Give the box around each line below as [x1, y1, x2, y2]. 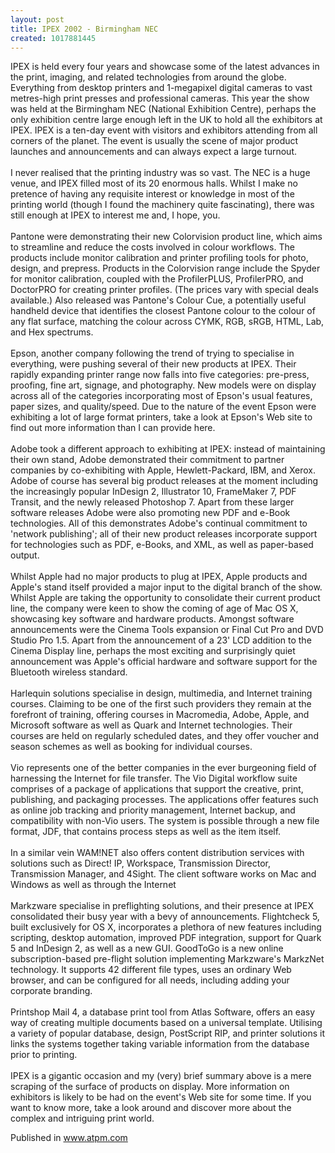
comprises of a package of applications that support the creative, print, [10, 783, 304, 795]
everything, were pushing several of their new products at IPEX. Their [10, 358, 297, 370]
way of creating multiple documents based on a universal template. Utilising [10, 1017, 323, 1029]
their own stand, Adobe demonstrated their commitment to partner [10, 454, 285, 466]
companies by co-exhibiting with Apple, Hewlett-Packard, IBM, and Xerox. [10, 464, 317, 476]
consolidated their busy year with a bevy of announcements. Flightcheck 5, [10, 911, 320, 923]
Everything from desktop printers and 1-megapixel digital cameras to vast [10, 82, 313, 94]
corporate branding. [10, 985, 93, 997]
